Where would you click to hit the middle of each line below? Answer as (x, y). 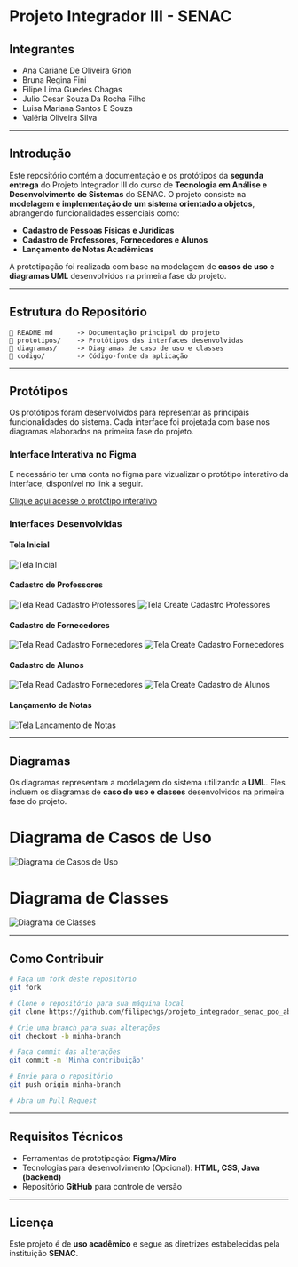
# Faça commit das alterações (65, 1052)
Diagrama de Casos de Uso (110, 837)
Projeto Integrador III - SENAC (121, 16)
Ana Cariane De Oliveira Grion (77, 70)
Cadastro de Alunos (47, 665)
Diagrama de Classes (89, 898)
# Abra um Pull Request (53, 1100)
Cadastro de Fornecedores (59, 625)
